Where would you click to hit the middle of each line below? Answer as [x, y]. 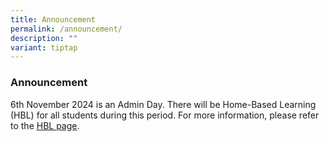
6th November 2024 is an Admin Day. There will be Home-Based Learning [163, 104]
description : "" [44, 38]
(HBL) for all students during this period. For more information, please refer [165, 115]
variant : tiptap [44, 47]
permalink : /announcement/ [66, 29]
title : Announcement [53, 19]
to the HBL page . [45, 125]
